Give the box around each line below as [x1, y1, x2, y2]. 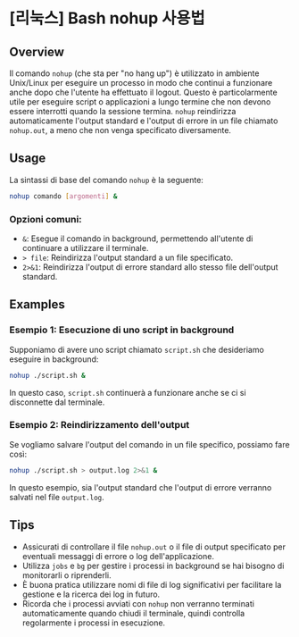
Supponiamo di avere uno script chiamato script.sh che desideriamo [9, 344, 265, 355]
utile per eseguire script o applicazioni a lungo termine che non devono [9, 96, 271, 107]
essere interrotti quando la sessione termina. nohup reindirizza [9, 106, 237, 116]
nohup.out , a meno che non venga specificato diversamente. [9, 125, 232, 135]
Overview [9, 44, 65, 59]
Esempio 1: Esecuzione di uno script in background [9, 323, 235, 336]
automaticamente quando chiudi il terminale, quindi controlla [21, 608, 245, 618]
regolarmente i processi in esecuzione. [21, 617, 166, 628]
